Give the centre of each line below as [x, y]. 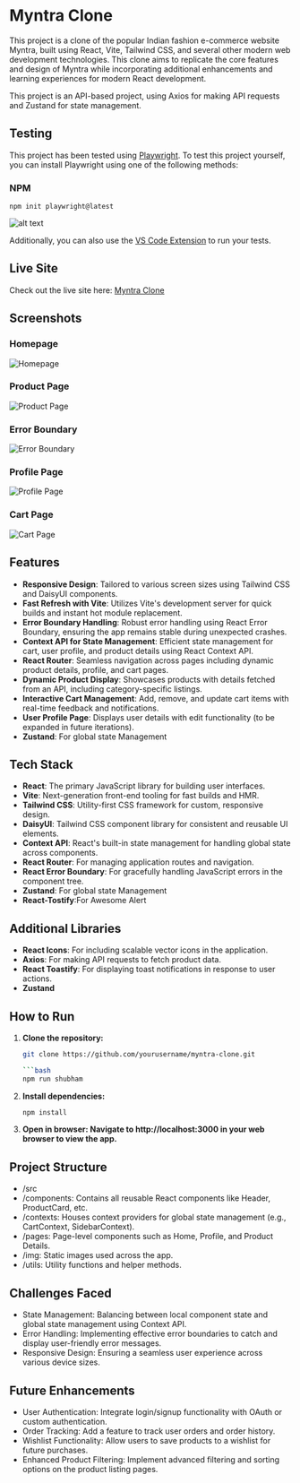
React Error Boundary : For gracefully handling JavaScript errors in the [153, 872]
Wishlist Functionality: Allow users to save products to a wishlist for [146, 1440]
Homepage [34, 344]
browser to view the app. [69, 1139]
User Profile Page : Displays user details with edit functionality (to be [149, 717]
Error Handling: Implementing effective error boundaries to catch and [150, 1334]
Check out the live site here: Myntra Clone [87, 290]
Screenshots [46, 319]
